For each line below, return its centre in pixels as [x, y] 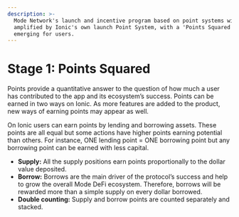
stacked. [30, 207]
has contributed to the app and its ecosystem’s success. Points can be [111, 96]
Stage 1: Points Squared [79, 69]
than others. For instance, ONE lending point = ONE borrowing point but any [118, 140]
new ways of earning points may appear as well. [78, 112]
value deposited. [42, 169]
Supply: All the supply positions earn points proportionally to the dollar [121, 162]
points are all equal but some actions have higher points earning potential [115, 133]
